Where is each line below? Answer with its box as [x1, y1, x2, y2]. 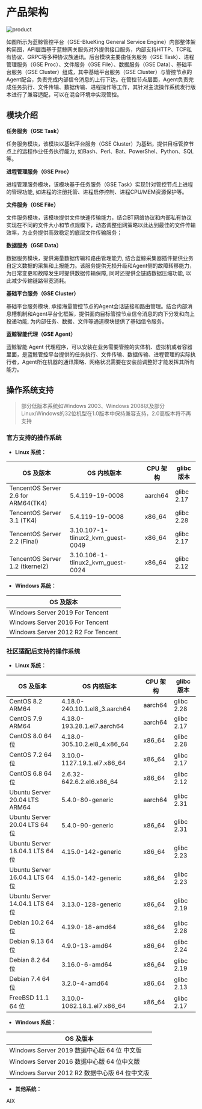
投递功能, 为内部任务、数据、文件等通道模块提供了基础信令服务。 [6, 317, 167, 325]
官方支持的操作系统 [6, 434, 62, 442]
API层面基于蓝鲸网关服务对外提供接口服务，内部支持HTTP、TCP [26, 46, 187, 53]
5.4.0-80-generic [61, 795, 114, 804]
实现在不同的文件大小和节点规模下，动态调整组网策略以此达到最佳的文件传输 [6, 221, 196, 229]
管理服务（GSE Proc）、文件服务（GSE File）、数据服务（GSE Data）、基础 [6, 61, 188, 68]
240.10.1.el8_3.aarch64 [61, 705, 131, 713]
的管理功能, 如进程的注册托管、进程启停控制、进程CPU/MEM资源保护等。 [6, 188, 188, 196]
